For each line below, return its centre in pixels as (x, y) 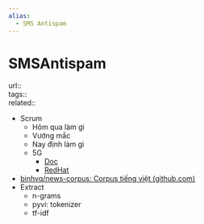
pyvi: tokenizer (56, 205)
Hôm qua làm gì (58, 127)
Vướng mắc (51, 136)
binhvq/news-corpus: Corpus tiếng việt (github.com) (108, 179)
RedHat (56, 170)
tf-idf (41, 213)
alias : (19, 16)
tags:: (18, 95)
